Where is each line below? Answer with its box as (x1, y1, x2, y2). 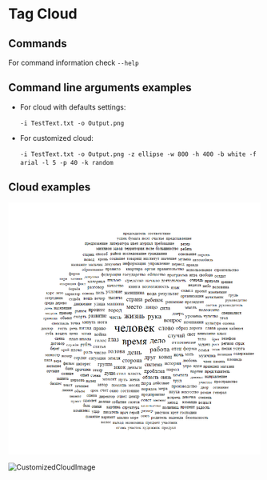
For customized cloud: (19, 133, 94, 142)
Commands (8, 37, 68, 50)
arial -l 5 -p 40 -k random (19, 158, 114, 166)
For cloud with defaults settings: (19, 102, 126, 112)
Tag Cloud (8, 5, 78, 23)
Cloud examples (8, 181, 91, 194)
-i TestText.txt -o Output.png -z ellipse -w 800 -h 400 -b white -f (19, 150, 257, 158)
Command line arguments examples (8, 81, 192, 94)
